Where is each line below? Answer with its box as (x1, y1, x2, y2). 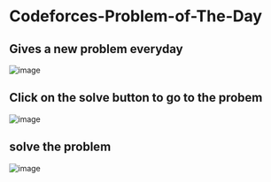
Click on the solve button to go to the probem (9, 90, 263, 105)
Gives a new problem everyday (9, 42, 183, 57)
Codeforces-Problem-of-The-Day (9, 6, 263, 27)
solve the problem (9, 140, 112, 155)
